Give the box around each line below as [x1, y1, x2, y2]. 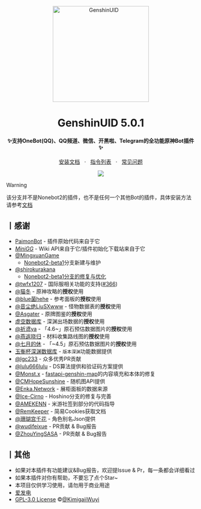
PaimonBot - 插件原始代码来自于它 [14, 237, 100, 245]
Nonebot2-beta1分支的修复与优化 [23, 273, 106, 280]
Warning [6, 182, 27, 189]
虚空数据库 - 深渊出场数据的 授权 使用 [14, 318, 105, 325]
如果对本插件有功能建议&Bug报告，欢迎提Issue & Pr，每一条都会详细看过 [14, 466, 195, 474]
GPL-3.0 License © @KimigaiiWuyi [14, 496, 100, 503]
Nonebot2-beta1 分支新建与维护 [23, 259, 101, 266]
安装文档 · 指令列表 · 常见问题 [59, 158, 143, 165]
